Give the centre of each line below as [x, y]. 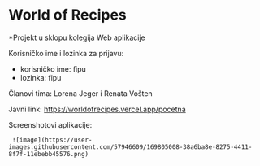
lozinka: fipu [41, 77]
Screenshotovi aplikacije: [50, 124]
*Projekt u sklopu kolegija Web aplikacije [77, 37]
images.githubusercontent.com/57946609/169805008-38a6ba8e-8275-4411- [130, 147]
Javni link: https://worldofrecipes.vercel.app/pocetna [97, 109]
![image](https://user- [52, 140]
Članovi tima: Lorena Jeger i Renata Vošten [80, 93]
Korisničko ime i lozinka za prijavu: [66, 53]
